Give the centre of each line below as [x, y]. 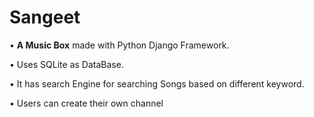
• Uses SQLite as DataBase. [66, 64]
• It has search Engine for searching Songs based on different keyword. [157, 83]
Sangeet [45, 17]
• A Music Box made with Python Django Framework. [119, 45]
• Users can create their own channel [86, 103]
